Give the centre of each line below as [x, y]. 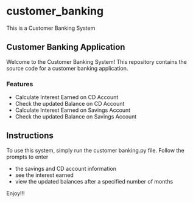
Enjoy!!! [16, 193]
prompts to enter [27, 157]
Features [20, 84]
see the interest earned [44, 175]
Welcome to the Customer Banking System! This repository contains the [97, 61]
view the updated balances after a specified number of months [94, 181]
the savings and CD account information [66, 168]
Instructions [30, 136]
